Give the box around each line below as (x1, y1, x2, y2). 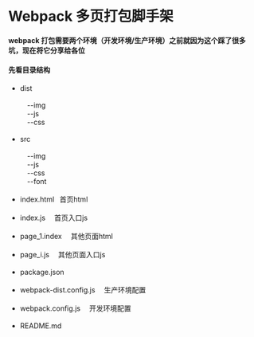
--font (26, 176, 47, 186)
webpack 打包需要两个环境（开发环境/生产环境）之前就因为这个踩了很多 (8, 35, 247, 45)
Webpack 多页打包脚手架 (8, 7, 174, 25)
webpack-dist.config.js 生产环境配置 (19, 284, 147, 295)
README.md (19, 320, 62, 331)
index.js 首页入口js (19, 213, 88, 222)
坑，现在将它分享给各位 (8, 45, 85, 55)
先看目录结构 (8, 65, 50, 75)
